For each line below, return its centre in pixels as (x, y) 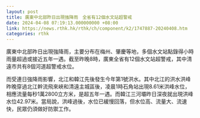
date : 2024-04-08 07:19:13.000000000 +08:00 (62, 23)
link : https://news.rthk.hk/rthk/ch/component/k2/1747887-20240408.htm (97, 28)
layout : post (22, 12)
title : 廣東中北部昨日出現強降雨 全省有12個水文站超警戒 (69, 17)
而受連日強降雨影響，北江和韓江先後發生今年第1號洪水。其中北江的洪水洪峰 (99, 79)
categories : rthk (28, 34)
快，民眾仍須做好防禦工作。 (40, 109)
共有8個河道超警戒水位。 (47, 67)
